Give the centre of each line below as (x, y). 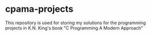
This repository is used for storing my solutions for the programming (75, 23)
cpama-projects (39, 9)
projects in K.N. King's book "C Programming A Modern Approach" (74, 28)
